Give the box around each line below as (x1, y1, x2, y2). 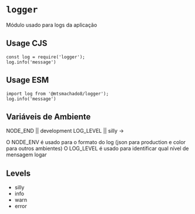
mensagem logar (6, 151, 47, 158)
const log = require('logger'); (6, 54, 85, 60)
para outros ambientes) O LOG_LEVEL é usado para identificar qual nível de (6, 145, 189, 152)
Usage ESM (6, 75, 49, 85)
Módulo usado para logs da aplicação (6, 21, 97, 28)
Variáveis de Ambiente (6, 112, 91, 122)
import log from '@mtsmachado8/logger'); (6, 91, 109, 96)
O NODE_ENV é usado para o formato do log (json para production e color (6, 139, 186, 146)
